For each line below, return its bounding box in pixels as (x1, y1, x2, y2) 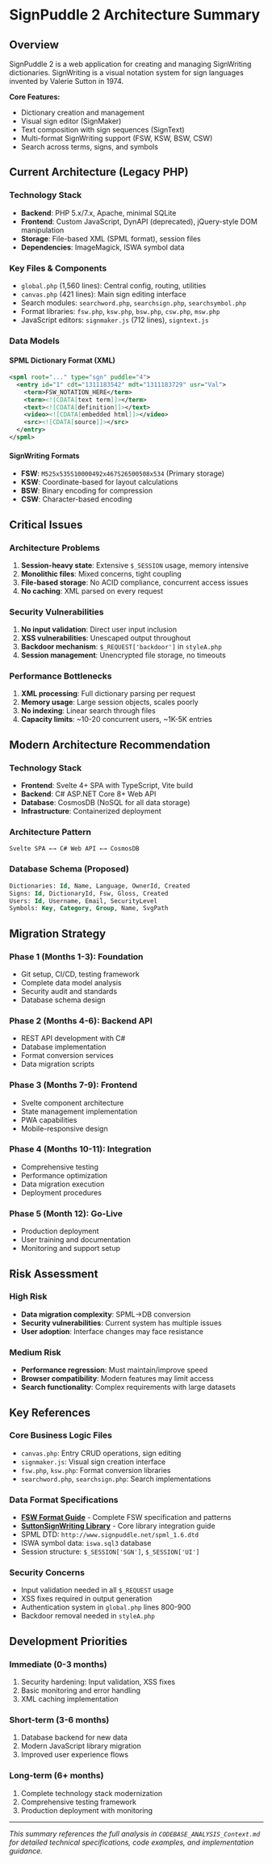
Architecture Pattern (9, 826, 92, 838)
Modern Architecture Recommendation (9, 737, 211, 752)
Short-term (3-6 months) (9, 1715, 110, 1725)
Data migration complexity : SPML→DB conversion (20, 1309, 191, 1319)
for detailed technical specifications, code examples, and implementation (9, 1837, 254, 1847)
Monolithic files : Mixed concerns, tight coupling (20, 569, 182, 578)
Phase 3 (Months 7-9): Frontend (9, 1080, 138, 1091)
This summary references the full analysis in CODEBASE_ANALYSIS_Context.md (9, 1828, 261, 1838)
